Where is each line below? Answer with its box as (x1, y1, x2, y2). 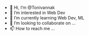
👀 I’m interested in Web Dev (9, 10, 66, 16)
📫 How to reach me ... (9, 26, 55, 31)
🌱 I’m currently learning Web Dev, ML (9, 15, 85, 20)
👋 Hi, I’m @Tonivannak (9, 5, 55, 10)
